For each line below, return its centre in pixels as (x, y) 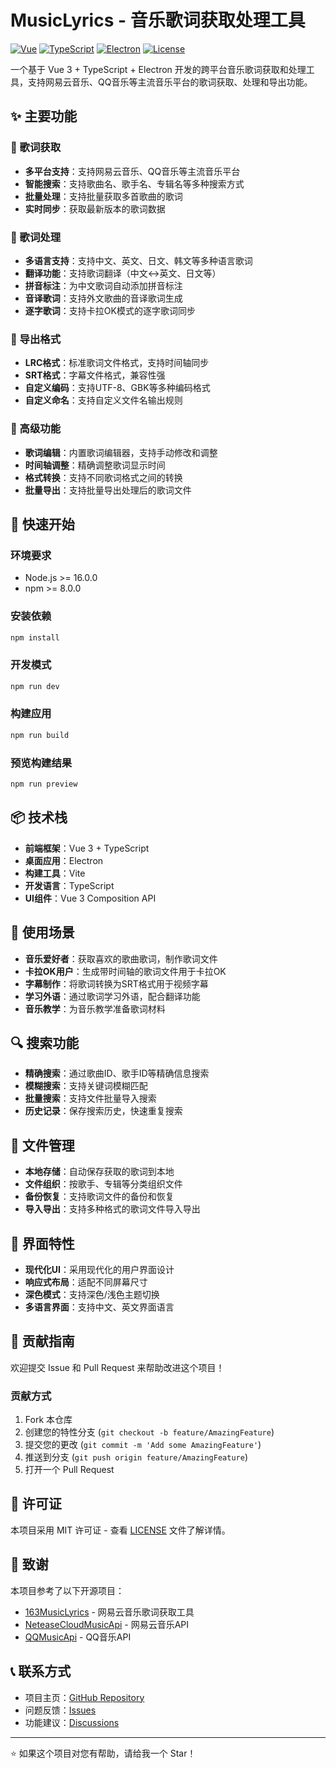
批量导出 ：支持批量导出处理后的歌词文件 (108, 490)
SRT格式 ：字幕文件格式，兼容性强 (95, 375)
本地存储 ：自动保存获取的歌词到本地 (99, 1172)
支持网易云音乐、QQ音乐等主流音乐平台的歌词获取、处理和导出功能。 (170, 82)
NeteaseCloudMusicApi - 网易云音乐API (107, 1624)
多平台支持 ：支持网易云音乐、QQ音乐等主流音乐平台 (132, 171)
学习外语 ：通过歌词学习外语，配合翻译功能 (112, 996)
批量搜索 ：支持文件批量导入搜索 (90, 1098)
